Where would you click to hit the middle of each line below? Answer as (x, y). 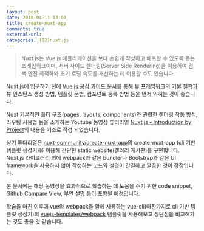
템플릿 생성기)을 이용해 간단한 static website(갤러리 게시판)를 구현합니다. (93, 150)
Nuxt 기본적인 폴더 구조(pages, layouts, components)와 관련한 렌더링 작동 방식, (102, 114)
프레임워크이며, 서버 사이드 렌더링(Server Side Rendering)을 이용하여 (104, 66)
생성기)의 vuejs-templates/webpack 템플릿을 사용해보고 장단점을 (96, 214)
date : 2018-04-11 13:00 (36, 18)
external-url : (24, 35)
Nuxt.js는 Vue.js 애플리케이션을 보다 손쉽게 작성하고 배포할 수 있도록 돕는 (108, 58)
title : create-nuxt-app (36, 23)
